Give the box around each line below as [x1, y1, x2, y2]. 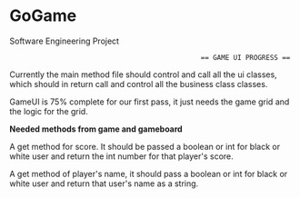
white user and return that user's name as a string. [9, 178, 199, 189]
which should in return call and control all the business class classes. [9, 78, 268, 89]
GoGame [9, 5, 77, 26]
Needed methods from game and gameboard [9, 124, 184, 134]
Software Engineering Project [9, 35, 120, 46]
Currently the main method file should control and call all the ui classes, [9, 69, 277, 80]
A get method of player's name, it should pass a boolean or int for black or [9, 168, 288, 179]
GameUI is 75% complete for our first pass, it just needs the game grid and [9, 96, 290, 107]
